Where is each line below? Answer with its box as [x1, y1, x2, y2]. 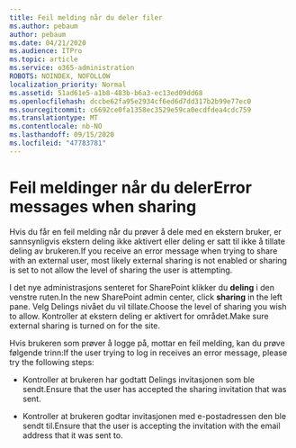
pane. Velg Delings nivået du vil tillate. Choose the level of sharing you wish [9, 300, 287, 311]
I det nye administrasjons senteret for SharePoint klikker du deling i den [9, 282, 274, 292]
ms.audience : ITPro [9, 47, 83, 56]
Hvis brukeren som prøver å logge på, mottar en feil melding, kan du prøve [9, 337, 285, 348]
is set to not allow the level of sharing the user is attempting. [9, 264, 233, 275]
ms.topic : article [9, 55, 78, 64]
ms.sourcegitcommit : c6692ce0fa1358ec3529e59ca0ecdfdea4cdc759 [9, 105, 252, 114]
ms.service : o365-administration [9, 64, 135, 73]
